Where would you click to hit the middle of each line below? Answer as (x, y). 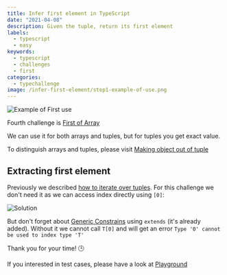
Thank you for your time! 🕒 (46, 248)
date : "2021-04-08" (35, 20)
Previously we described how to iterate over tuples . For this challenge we (110, 187)
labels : (18, 33)
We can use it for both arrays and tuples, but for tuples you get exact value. (114, 136)
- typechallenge (36, 84)
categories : (24, 77)
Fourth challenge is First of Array (53, 123)
